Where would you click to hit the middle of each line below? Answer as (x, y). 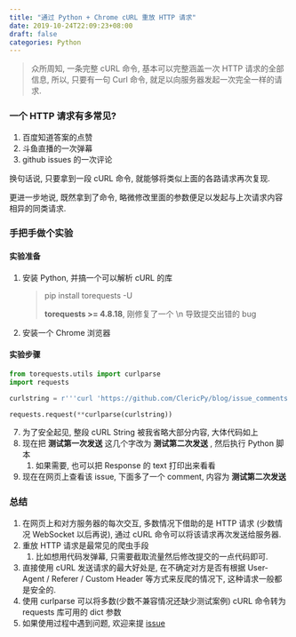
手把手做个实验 (41, 234)
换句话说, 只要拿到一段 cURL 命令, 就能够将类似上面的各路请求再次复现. (140, 178)
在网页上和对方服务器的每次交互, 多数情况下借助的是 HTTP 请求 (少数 (148, 523)
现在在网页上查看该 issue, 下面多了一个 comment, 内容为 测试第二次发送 (154, 477)
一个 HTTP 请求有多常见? (63, 116)
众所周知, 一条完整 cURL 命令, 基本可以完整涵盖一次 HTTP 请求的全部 (157, 68)
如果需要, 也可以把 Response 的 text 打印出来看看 (125, 466)
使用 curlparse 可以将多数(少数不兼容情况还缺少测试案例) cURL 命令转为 (154, 601)
